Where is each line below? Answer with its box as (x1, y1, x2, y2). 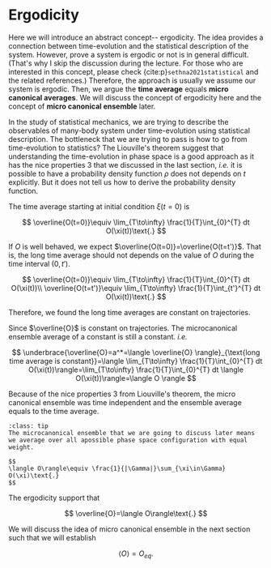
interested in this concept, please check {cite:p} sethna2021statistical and (8, 66, 259, 76)
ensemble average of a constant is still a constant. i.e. (8, 331, 188, 341)
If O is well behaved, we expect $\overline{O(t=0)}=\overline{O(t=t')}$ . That (8, 241, 261, 251)
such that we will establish (8, 532, 97, 542)
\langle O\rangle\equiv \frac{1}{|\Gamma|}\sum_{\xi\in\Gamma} (8, 464, 227, 472)
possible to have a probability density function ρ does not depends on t (8, 169, 247, 178)
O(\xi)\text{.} (8, 472, 60, 480)
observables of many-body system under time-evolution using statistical (8, 126, 251, 135)
